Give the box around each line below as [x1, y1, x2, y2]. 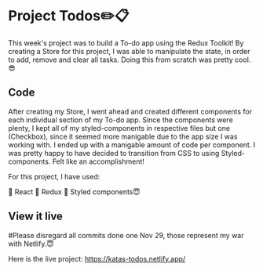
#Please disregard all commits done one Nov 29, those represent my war [8, 230, 244, 240]
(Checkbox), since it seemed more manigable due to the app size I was [8, 132, 238, 141]
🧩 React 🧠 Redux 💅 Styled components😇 [8, 186, 141, 197]
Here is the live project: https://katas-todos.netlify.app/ [8, 254, 186, 263]
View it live [8, 210, 63, 223]
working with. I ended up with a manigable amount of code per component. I [8, 139, 256, 150]
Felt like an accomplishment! [52, 157, 145, 166]
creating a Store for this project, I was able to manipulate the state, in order [8, 46, 250, 56]
